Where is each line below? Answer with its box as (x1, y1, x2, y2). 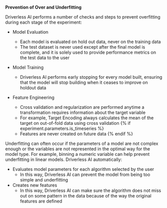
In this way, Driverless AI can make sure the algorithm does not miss (20, 187, 161, 193)
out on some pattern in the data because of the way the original (20, 193, 151, 198)
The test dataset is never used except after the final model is (20, 44, 145, 50)
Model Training (12, 65, 44, 70)
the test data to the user (20, 55, 70, 61)
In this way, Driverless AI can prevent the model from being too (20, 171, 150, 177)
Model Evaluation (12, 29, 49, 35)
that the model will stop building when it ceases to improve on (20, 80, 148, 85)
